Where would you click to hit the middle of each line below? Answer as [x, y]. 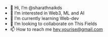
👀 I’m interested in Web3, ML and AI [47, 13]
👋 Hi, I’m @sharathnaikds [36, 8]
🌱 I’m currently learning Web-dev [44, 18]
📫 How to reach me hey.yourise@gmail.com [57, 29]
